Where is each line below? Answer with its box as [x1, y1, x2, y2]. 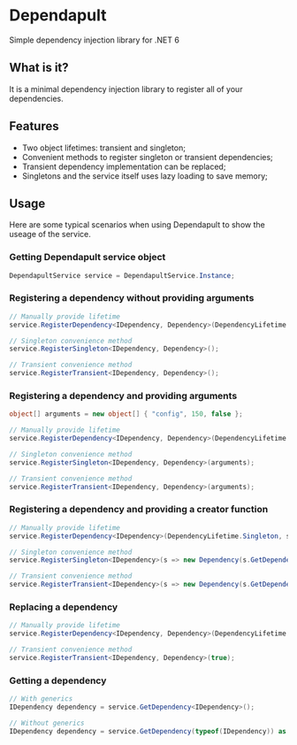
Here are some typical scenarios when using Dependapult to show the [9, 219, 265, 230]
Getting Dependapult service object [9, 251, 166, 264]
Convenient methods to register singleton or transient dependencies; [21, 151, 274, 162]
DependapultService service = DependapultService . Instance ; [9, 271, 236, 280]
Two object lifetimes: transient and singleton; [21, 142, 186, 153]
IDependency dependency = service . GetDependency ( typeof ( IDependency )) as [9, 726, 287, 735]
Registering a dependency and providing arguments [9, 390, 238, 403]
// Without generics [9, 718, 86, 727]
